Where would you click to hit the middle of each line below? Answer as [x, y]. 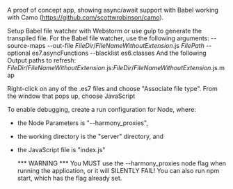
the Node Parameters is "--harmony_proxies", [82, 123]
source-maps [26, 46]
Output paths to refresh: [42, 60]
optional [19, 53]
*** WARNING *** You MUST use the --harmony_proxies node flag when [121, 163]
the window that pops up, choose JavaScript [71, 96]
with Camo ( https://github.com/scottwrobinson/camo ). [86, 17]
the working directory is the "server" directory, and [90, 136]
